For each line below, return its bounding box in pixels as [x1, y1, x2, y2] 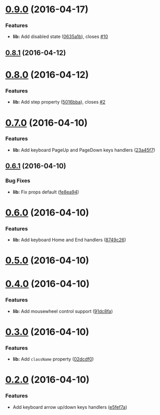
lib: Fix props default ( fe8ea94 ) [12, 189, 79, 195]
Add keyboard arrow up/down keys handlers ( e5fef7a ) [12, 404, 127, 410]
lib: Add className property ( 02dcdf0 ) [12, 356, 94, 362]
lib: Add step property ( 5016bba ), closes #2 [12, 99, 106, 105]
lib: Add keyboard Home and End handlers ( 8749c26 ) [12, 237, 127, 243]
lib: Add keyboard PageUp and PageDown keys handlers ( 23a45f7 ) [12, 147, 155, 153]
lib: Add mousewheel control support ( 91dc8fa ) [12, 308, 113, 314]
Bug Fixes [5, 177, 31, 184]
